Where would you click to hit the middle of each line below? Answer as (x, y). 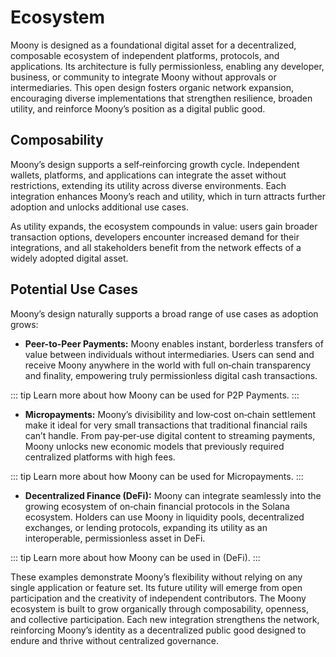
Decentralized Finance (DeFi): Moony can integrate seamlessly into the (173, 495)
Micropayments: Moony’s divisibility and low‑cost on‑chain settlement (170, 414)
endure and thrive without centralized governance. (114, 640)
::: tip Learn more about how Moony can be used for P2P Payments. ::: (155, 395)
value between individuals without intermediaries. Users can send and (169, 354)
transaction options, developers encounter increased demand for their (155, 237)
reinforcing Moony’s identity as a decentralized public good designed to (158, 630)
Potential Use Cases (74, 289)
